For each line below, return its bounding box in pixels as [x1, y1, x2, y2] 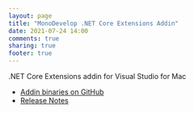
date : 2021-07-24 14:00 [8, 27, 89, 35]
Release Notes [19, 96, 69, 105]
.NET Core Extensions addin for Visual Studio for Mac [8, 72, 187, 81]
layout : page [8, 11, 53, 20]
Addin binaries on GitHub [19, 87, 104, 97]
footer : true [8, 49, 53, 57]
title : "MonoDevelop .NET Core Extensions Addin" [8, 19, 179, 27]
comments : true [8, 34, 60, 43]
